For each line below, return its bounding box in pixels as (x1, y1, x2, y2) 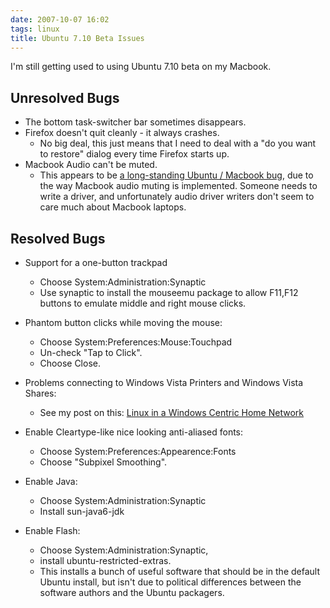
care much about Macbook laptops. (39, 201, 187, 213)
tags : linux (10, 24, 60, 34)
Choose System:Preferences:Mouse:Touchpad (39, 336, 233, 348)
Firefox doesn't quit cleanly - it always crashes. (24, 127, 220, 139)
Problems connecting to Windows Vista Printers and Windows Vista (24, 377, 304, 388)
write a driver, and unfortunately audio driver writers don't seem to (39, 191, 315, 203)
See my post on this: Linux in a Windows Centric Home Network (39, 407, 304, 418)
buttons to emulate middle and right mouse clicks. (39, 297, 247, 309)
